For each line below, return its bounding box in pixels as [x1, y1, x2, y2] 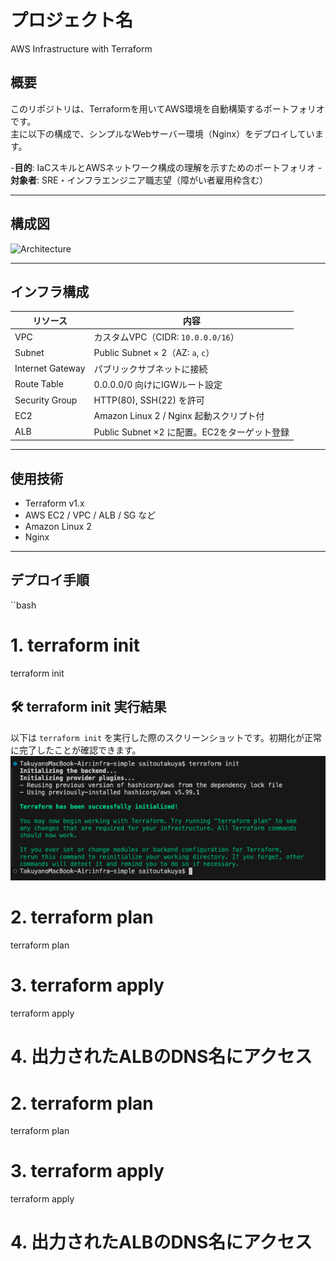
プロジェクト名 [10, 9, 134, 32]
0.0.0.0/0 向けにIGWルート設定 [93, 378, 223, 390]
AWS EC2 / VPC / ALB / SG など [24, 509, 157, 521]
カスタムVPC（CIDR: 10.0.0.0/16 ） [93, 331, 240, 343]
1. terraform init [10, 634, 141, 656]
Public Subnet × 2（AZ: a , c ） [93, 347, 215, 359]
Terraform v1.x [24, 497, 85, 509]
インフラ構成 [10, 283, 90, 300]
